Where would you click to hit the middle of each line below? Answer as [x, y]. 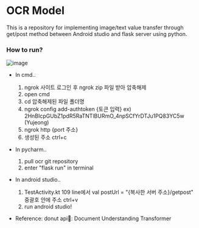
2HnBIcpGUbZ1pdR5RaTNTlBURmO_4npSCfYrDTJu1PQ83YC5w [104, 116]
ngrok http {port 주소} [51, 130]
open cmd [37, 94]
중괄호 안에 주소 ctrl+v [51, 200]
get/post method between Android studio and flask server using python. [97, 34]
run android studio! [48, 207]
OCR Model [36, 11]
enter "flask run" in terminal [59, 168]
